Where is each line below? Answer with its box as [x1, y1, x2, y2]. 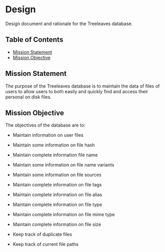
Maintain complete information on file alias [12, 192, 102, 198]
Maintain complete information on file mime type [12, 212, 115, 218]
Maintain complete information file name [12, 152, 98, 158]
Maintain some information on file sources [12, 172, 102, 178]
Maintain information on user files [12, 132, 84, 138]
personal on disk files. [5, 94, 52, 100]
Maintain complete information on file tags [12, 182, 102, 188]
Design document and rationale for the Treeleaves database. [5, 20, 133, 27]
